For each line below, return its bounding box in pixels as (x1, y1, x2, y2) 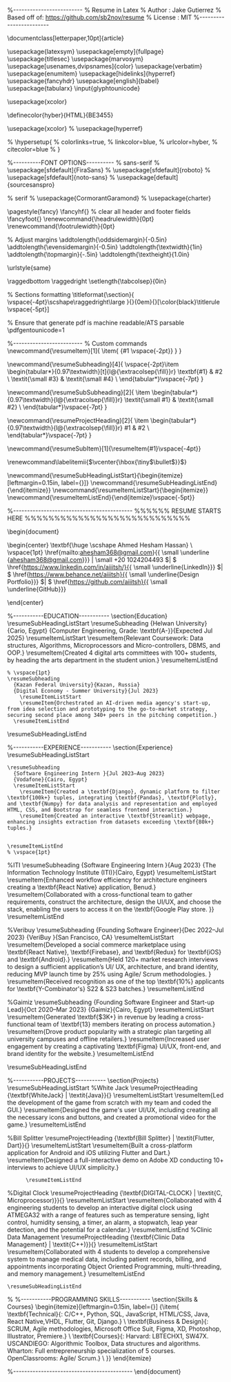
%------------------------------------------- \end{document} (7, 1367, 181, 1376)
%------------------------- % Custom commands (7, 339, 148, 347)
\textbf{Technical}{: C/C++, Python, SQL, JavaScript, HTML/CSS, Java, (7, 1310, 210, 1318)
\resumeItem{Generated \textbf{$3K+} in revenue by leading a (7, 1013, 184, 1021)
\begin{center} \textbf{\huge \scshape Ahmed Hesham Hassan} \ (7, 541, 193, 549)
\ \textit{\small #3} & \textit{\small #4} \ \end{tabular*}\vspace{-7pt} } (7, 375, 204, 383)
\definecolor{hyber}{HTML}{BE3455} (7, 111, 114, 119)
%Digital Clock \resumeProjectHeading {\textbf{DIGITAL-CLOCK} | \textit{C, (7, 1189, 223, 1197)
